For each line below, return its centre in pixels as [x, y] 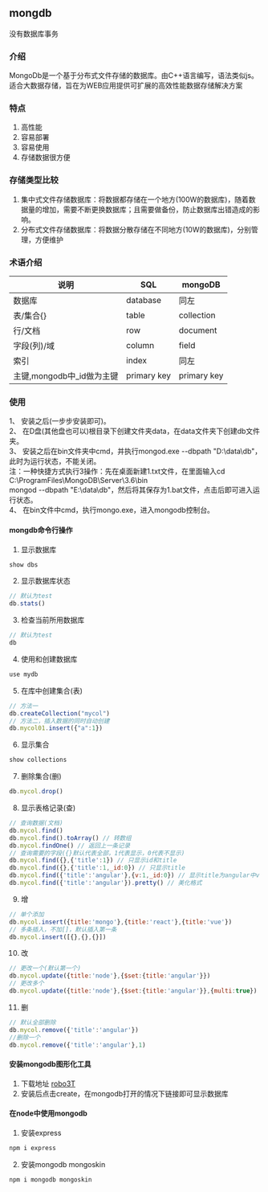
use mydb [24, 674]
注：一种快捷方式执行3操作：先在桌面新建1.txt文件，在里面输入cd [117, 471]
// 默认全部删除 [32, 1022]
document [198, 330]
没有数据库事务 [34, 33]
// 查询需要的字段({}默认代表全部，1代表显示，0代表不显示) [97, 853]
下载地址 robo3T [48, 1083]
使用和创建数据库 [49, 659]
